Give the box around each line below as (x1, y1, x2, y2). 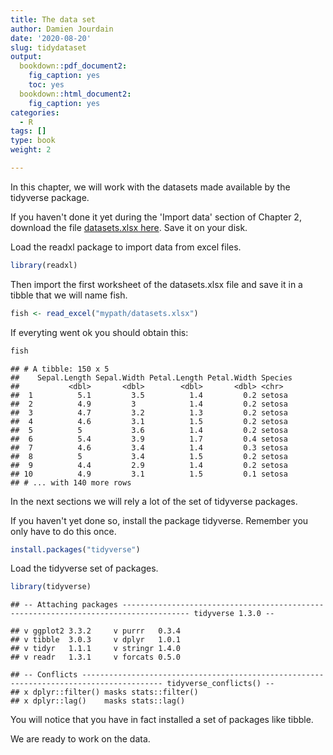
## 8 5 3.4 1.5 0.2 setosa (10, 451, 288, 461)
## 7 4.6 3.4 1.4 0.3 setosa (10, 442, 288, 453)
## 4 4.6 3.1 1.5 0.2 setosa (10, 416, 288, 426)
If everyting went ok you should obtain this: (10, 326, 189, 338)
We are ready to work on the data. (10, 733, 151, 745)
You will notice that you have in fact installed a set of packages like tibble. (10, 714, 314, 726)
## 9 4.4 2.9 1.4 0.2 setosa (10, 460, 288, 470)
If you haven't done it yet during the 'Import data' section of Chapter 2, (10, 211, 302, 223)
